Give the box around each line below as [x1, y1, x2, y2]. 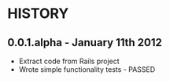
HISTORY [7, 5, 69, 23]
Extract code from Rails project [18, 56, 120, 66]
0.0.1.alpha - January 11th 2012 [7, 36, 163, 49]
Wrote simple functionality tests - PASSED [18, 65, 156, 74]
